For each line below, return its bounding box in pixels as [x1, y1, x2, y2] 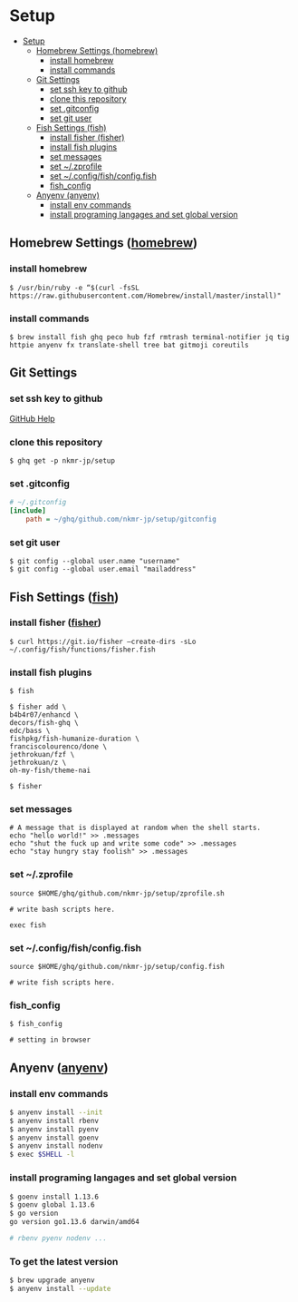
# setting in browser [9, 1035, 91, 1044]
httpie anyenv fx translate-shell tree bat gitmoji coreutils [9, 340, 249, 349]
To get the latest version [9, 1255, 119, 1268]
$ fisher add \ [9, 702, 67, 712]
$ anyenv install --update [9, 1285, 111, 1294]
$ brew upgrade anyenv [9, 1276, 95, 1285]
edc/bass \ [9, 727, 51, 736]
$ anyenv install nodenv [9, 1141, 103, 1150]
